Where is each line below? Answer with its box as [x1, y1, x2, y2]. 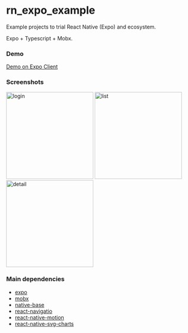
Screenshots [6, 78, 44, 86]
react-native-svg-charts [14, 320, 74, 327]
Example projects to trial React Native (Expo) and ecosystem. [6, 23, 156, 30]
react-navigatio [14, 307, 52, 315]
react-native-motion [14, 313, 64, 321]
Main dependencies [6, 275, 65, 283]
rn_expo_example [6, 4, 95, 17]
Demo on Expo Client [6, 63, 58, 70]
